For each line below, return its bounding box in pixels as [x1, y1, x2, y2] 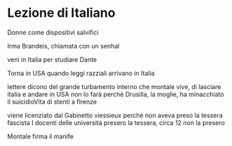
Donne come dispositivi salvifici [7, 28, 100, 36]
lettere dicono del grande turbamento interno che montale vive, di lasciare [7, 82, 221, 91]
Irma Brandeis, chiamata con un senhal [7, 41, 120, 50]
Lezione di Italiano [7, 5, 116, 21]
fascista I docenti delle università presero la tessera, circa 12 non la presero [7, 118, 226, 127]
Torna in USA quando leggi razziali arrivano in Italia [7, 69, 156, 77]
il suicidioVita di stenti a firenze [7, 97, 97, 106]
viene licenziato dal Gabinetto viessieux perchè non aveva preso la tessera [7, 111, 223, 119]
